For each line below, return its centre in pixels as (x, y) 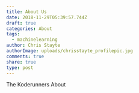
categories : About (29, 28)
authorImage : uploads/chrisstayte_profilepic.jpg (70, 51)
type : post (20, 67)
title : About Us (26, 12)
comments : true (25, 56)
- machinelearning (35, 40)
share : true (21, 62)
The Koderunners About (36, 85)
